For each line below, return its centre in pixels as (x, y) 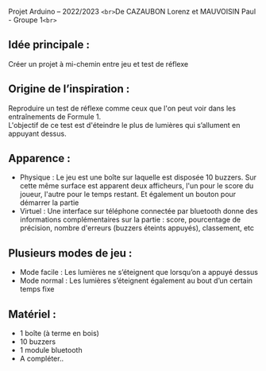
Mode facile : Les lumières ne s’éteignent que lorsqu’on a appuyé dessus (139, 272)
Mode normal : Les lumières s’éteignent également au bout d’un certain (136, 280)
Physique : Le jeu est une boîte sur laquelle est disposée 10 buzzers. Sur (138, 177)
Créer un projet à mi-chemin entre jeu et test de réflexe (98, 64)
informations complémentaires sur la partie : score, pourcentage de (130, 220)
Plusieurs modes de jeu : (70, 253)
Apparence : (40, 158)
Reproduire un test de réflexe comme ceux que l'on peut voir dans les (122, 108)
